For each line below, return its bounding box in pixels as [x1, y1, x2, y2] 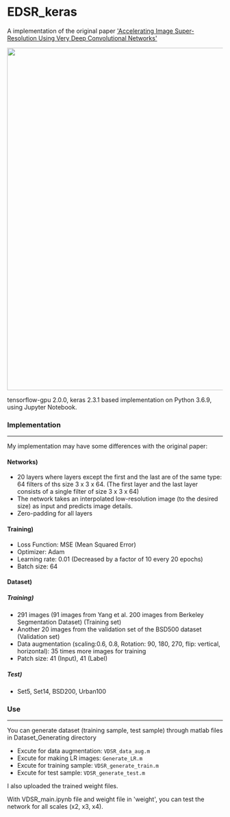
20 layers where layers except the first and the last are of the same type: [16, 473, 222, 481]
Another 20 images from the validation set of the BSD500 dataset [16, 625, 202, 633]
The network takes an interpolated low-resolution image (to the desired [16, 494, 218, 503]
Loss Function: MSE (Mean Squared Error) [16, 540, 136, 549]
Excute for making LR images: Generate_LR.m [16, 754, 143, 762]
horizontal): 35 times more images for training [16, 647, 146, 655]
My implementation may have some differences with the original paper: [7, 442, 207, 451]
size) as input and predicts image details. [16, 502, 133, 510]
